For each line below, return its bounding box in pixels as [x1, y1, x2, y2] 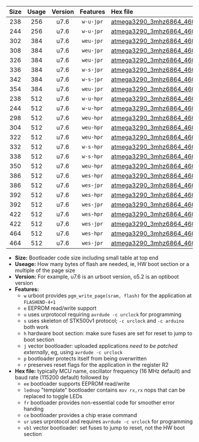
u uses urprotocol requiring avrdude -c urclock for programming [23, 311, 182, 318]
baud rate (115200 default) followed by [14, 374, 109, 381]
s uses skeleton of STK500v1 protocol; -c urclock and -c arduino [23, 317, 185, 324]
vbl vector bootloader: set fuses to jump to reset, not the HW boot [23, 424, 185, 431]
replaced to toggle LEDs [23, 393, 83, 399]
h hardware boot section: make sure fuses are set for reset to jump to [23, 330, 192, 337]
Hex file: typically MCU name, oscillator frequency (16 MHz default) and [14, 367, 191, 374]
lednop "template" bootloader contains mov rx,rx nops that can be [23, 386, 185, 393]
